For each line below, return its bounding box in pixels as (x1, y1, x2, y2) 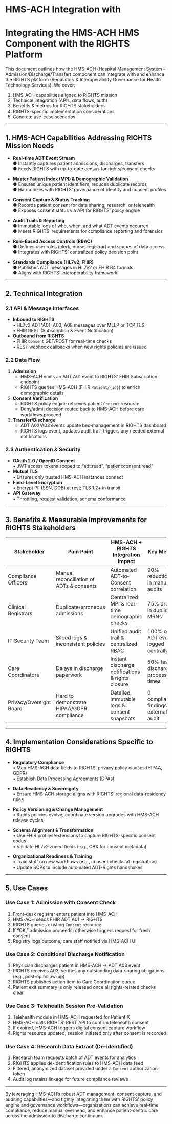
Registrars (8, 610, 33, 617)
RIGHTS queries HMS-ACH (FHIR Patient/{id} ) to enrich (20, 384, 141, 390)
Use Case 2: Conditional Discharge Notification (5, 950, 125, 958)
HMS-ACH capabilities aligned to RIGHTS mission (12, 92, 118, 98)
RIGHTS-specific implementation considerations (12, 109, 115, 115)
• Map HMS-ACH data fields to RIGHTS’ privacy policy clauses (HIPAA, (12, 764, 163, 771)
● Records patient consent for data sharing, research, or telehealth (12, 202, 155, 208)
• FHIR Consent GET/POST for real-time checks (12, 338, 112, 344)
